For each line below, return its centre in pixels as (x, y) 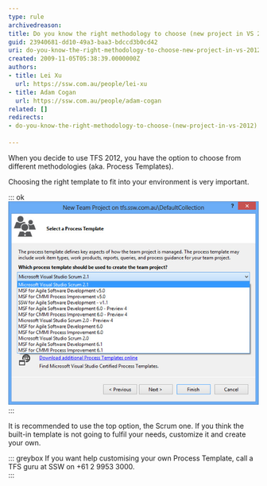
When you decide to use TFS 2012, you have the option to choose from (125, 157)
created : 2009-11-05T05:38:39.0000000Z (74, 59)
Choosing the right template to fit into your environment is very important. (129, 181)
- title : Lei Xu (35, 76)
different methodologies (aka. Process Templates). (91, 166)
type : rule (26, 17)
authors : (23, 68)
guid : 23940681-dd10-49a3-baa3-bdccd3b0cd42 (83, 42)
